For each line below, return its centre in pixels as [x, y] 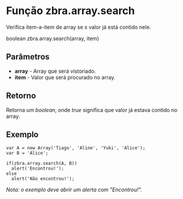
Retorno [21, 96]
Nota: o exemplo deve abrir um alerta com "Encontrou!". [74, 190]
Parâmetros [28, 57]
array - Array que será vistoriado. [55, 71]
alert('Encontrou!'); [38, 168]
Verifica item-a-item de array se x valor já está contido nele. [79, 27]
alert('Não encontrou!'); [43, 179]
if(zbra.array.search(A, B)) [42, 163]
